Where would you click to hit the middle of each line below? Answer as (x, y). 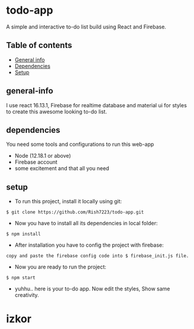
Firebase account (36, 162)
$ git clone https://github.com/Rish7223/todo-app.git (75, 212)
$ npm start (21, 278)
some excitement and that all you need (62, 168)
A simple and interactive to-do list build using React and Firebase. (86, 27)
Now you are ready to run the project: (60, 267)
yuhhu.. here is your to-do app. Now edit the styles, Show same (92, 289)
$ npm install (24, 234)
